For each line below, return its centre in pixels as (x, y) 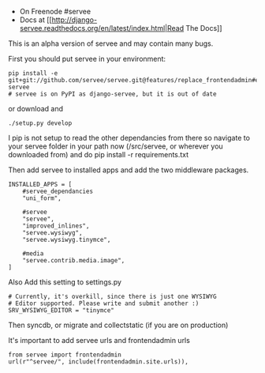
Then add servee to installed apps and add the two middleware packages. (129, 170)
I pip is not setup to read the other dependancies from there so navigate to (129, 138)
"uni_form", (42, 198)
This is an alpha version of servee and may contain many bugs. (111, 43)
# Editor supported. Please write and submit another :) (104, 303)
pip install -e (33, 73)
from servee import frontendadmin (65, 355)
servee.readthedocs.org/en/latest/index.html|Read (102, 28)
